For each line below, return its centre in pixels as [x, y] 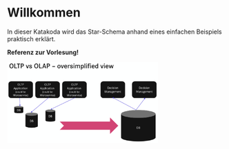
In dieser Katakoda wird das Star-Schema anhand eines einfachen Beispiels [114, 32]
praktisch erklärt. [31, 38]
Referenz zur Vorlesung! [43, 52]
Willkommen [44, 13]
